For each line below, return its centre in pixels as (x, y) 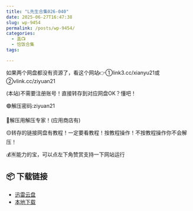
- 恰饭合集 (23, 45)
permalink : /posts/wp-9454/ (41, 28)
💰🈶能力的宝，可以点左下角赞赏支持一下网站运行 (66, 154)
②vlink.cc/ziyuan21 (31, 81)
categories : (21, 34)
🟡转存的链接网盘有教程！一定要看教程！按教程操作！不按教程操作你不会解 (97, 133)
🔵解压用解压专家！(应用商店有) (43, 120)
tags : (13, 50)
